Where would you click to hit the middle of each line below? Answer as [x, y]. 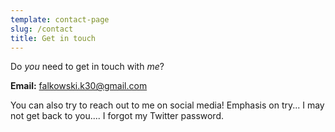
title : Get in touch [53, 38]
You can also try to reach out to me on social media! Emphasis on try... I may [167, 105]
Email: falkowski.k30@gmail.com [79, 86]
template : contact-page [60, 19]
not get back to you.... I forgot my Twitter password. [117, 116]
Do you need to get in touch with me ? [87, 67]
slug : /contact [42, 29]
